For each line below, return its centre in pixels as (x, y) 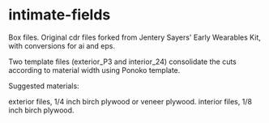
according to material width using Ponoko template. (94, 70)
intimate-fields (60, 15)
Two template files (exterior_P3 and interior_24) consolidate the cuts (122, 61)
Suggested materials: (44, 86)
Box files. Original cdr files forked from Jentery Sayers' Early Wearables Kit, (134, 37)
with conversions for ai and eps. (62, 45)
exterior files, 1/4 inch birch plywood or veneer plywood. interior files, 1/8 (130, 101)
